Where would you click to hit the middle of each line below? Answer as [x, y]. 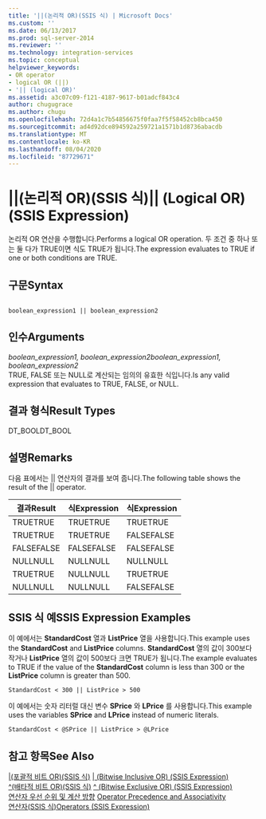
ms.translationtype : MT [48, 134]
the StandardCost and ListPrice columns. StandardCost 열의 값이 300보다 [130, 648]
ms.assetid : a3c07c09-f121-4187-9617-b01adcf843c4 [94, 97]
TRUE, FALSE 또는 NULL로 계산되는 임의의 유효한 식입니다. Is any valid [119, 375]
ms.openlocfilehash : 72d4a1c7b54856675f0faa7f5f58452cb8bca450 [115, 120]
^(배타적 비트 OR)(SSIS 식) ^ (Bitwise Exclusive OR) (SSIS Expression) [120, 787]
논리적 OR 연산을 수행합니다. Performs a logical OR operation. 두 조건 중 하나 [129, 239]
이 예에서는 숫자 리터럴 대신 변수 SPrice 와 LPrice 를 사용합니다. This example [130, 706]
